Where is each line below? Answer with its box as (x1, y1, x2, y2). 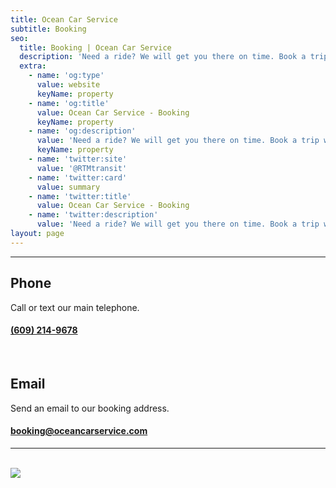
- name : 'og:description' (28, 126, 137, 136)
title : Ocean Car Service (10, 14, 118, 25)
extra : (19, 61, 47, 71)
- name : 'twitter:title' (28, 191, 132, 201)
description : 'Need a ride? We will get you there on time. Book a (19, 52, 307, 62)
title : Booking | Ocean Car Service (19, 42, 172, 53)
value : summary (36, 182, 101, 192)
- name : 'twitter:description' (28, 210, 159, 220)
